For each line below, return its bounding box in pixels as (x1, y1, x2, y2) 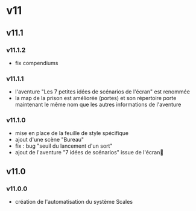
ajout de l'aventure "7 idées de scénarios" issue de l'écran (14, 149, 164, 156)
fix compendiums (14, 59, 58, 66)
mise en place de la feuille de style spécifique (14, 130, 129, 137)
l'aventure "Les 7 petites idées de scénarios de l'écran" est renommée (14, 88, 190, 95)
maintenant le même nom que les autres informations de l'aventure (14, 101, 182, 109)
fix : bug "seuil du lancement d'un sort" (14, 142, 113, 150)
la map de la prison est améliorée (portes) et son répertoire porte (14, 95, 177, 102)
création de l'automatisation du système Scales (14, 198, 133, 206)
